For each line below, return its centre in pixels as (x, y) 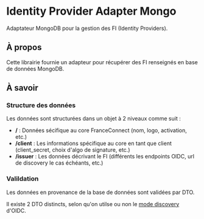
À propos (24, 47)
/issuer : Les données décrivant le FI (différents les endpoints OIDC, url (105, 157)
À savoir (22, 88)
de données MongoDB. (35, 69)
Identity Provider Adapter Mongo (91, 11)
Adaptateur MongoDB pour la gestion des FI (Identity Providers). (87, 28)
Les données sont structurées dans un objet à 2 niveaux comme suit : (93, 119)
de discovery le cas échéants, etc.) (59, 163)
